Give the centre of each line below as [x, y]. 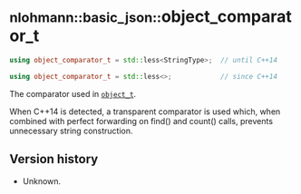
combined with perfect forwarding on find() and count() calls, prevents [141, 121]
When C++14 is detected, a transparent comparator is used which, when [145, 112]
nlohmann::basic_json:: [85, 18]
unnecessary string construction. [71, 131]
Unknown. [42, 181]
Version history [54, 159]
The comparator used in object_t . [73, 93]
